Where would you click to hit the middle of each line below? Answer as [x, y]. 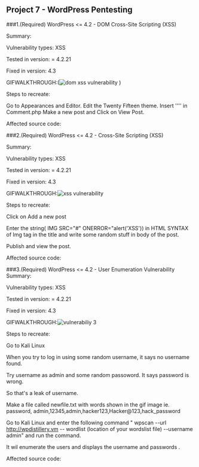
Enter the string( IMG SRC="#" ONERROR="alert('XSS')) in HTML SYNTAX [97, 228]
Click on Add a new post [36, 216]
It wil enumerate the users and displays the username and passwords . [93, 447]
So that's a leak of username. [42, 393]
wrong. [15, 381]
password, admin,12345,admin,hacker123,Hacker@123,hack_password [93, 411]
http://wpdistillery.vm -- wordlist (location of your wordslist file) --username [99, 429]
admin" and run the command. [44, 435]
